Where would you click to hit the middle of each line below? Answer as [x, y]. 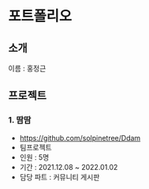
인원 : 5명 [34, 157]
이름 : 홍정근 [27, 68]
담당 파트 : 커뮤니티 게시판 [60, 177]
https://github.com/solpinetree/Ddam [80, 138]
